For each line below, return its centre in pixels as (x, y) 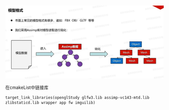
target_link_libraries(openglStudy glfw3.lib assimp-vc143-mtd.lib (77, 97)
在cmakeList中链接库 (27, 87)
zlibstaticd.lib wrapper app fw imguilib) (50, 102)
